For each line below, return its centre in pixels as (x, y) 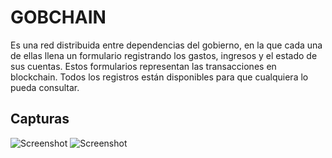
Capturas (40, 119)
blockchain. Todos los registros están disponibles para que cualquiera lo (159, 77)
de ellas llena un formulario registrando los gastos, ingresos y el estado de (164, 55)
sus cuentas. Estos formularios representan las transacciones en (143, 66)
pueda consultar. (45, 87)
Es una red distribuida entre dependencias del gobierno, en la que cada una (166, 45)
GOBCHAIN (58, 17)
